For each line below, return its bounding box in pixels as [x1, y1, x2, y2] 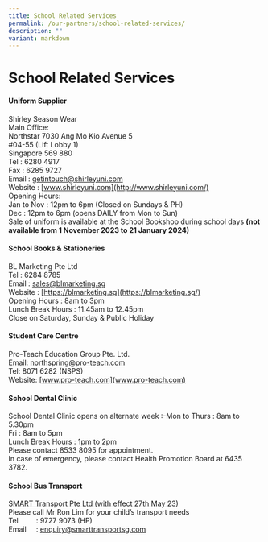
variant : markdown [8, 34, 70, 43]
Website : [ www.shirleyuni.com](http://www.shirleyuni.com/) [8, 182, 209, 192]
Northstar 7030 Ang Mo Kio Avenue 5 [8, 130, 133, 141]
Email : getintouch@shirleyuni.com [8, 174, 123, 184]
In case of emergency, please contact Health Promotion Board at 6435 [8, 454, 243, 464]
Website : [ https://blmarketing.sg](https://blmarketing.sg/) [8, 287, 201, 296]
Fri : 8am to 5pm [8, 428, 63, 438]
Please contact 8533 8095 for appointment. [8, 445, 154, 455]
